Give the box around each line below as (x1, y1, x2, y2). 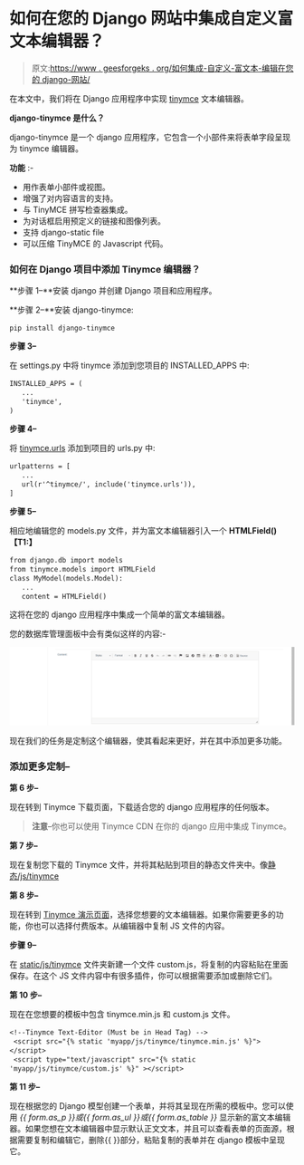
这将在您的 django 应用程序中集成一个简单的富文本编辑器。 (9, 609, 230, 621)
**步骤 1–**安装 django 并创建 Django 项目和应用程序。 (9, 285, 217, 296)
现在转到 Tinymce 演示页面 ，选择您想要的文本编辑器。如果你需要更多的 (9, 910, 276, 920)
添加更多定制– (9, 760, 71, 773)
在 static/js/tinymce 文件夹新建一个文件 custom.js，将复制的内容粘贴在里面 (9, 959, 289, 970)
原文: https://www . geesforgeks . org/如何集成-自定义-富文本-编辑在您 (31, 63, 294, 73)
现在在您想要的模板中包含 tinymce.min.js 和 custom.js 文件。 (9, 1009, 235, 1020)
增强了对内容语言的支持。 (22, 192, 119, 204)
